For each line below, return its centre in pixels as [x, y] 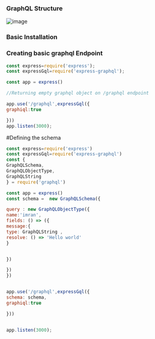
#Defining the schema [34, 137]
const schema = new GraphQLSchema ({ [53, 199]
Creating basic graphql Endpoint [55, 54]
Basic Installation [32, 37]
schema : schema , [26, 297]
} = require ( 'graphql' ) [36, 182]
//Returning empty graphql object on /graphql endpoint [77, 93]
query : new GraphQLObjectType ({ [48, 210]
